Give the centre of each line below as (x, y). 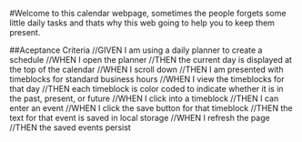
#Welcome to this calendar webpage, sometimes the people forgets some (148, 13)
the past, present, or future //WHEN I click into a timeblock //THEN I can (144, 98)
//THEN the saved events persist (70, 127)
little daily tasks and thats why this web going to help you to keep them (142, 23)
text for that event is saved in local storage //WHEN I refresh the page (140, 118)
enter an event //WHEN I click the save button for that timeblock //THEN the (151, 108)
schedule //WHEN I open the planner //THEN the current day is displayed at (151, 60)
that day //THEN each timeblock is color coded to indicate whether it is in (146, 89)
